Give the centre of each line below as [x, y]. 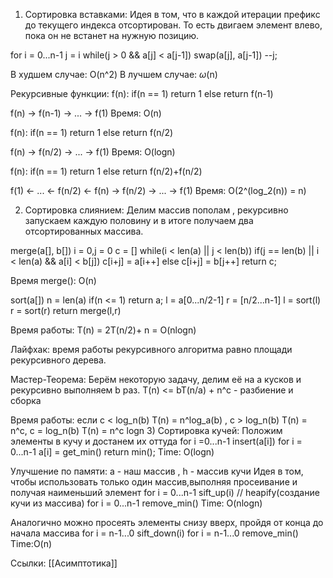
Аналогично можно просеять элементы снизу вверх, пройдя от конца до [167, 522]
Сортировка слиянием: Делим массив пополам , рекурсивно [156, 210]
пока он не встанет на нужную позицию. [112, 35]
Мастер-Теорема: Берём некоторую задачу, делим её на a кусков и [156, 379]
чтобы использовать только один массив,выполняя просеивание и [154, 482]
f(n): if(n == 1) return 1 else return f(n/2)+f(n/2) [106, 171]
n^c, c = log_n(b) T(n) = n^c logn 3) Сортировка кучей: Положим [146, 430]
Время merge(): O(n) [53, 280]
